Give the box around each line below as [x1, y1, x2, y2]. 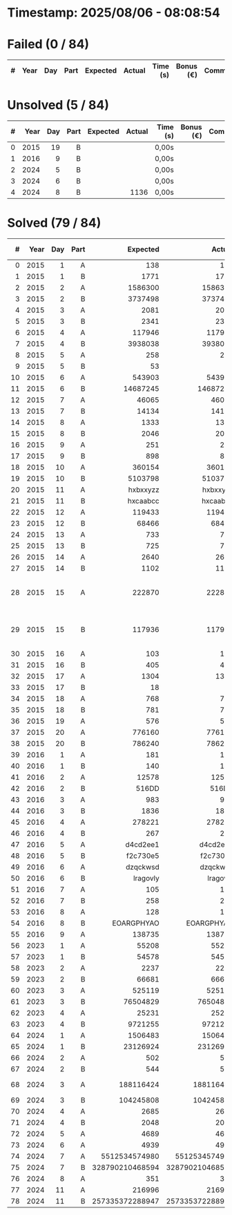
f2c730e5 [126, 851, 160, 861]
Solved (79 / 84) [7, 216, 101, 231]
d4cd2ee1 [125, 840, 160, 849]
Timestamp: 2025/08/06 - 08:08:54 [7, 5, 221, 21]
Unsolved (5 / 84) [7, 97, 109, 113]
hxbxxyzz [128, 485, 160, 495]
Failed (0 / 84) [7, 37, 90, 52]
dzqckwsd [125, 862, 160, 872]
